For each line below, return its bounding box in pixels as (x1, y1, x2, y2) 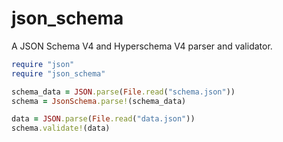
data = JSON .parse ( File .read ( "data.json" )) (11, 114, 196, 124)
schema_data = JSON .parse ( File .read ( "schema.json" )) (11, 87, 236, 97)
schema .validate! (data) (11, 123, 111, 134)
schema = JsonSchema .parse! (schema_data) (11, 96, 187, 106)
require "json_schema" (11, 68, 106, 79)
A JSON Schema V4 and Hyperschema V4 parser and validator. (11, 40, 273, 52)
